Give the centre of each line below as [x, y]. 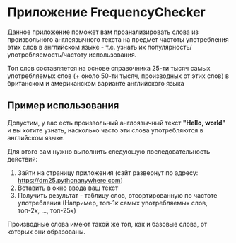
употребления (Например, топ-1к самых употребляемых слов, [112, 203]
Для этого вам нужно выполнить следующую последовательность [109, 151]
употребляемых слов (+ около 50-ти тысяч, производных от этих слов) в [118, 76]
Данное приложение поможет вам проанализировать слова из [103, 32]
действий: [23, 159]
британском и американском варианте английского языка [96, 83]
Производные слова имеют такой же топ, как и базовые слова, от [107, 224]
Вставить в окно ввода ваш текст [68, 188]
